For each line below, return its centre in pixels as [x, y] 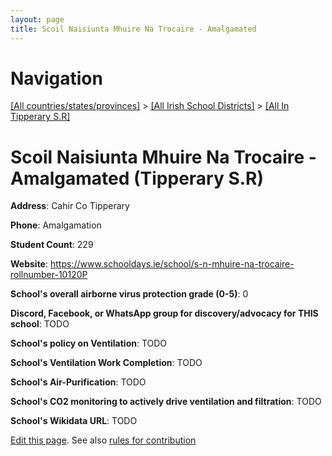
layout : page [37, 19]
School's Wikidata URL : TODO [74, 421]
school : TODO [40, 324]
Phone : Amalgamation [56, 225]
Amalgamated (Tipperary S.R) [137, 178]
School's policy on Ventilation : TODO [89, 343]
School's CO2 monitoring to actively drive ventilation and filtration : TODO [166, 402]
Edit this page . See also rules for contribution [103, 440]
